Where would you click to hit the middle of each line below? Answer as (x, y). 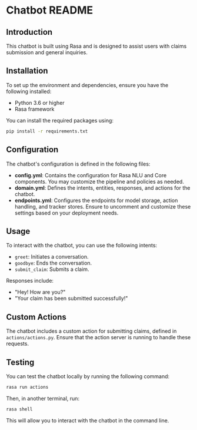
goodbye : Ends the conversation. (53, 263)
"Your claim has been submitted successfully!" (71, 299)
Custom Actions (36, 317)
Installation (27, 71)
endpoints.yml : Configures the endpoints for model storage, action (96, 200)
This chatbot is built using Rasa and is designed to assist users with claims (96, 46)
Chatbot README (50, 10)
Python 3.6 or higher (39, 102)
